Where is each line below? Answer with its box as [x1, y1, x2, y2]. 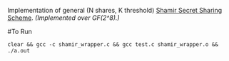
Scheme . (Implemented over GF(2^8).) [7, 13, 120, 22]
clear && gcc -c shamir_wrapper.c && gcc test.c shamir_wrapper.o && [7, 41, 219, 48]
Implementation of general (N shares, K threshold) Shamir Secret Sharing [7, 6, 223, 14]
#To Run [7, 28, 32, 35]
